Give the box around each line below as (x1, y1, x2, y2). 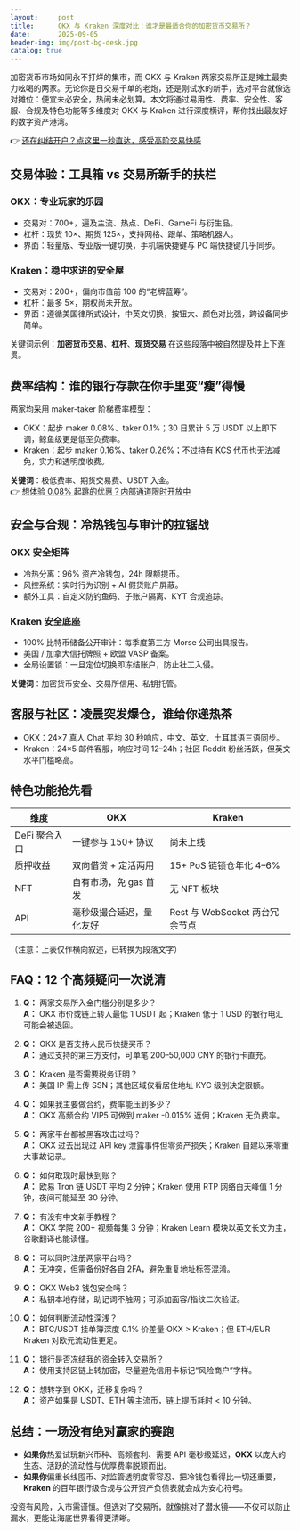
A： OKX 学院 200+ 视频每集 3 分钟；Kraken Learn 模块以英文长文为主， (22, 1223, 291, 1233)
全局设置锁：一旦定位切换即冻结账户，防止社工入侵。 (22, 659, 219, 669)
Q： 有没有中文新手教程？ (22, 1211, 118, 1222)
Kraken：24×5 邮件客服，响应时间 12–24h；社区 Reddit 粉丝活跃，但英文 (22, 743, 291, 754)
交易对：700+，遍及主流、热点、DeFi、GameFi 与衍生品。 (22, 217, 239, 228)
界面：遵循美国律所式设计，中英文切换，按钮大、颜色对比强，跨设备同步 (22, 308, 288, 319)
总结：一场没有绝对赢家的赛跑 (10, 1423, 174, 1439)
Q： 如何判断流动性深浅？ (22, 1313, 118, 1323)
